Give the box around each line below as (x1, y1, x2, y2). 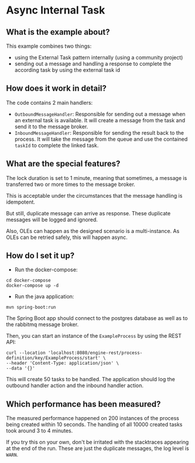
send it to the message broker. (14, 123, 88, 130)
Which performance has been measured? (6, 399, 161, 409)
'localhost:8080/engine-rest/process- (47, 350, 143, 356)
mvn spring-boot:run (6, 304, 57, 311)
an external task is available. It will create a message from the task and (14, 116, 186, 124)
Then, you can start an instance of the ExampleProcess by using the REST (6, 332, 182, 339)
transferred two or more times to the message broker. (6, 181, 136, 188)
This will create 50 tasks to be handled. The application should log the (6, 376, 176, 383)
